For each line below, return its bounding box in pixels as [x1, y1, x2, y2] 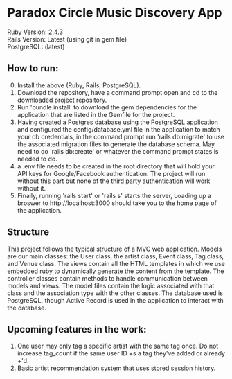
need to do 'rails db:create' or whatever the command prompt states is [17, 147, 219, 155]
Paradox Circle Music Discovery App [7, 5, 222, 21]
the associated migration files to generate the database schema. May [17, 140, 215, 148]
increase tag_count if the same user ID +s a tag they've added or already [17, 349, 226, 358]
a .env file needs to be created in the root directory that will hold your [17, 161, 215, 170]
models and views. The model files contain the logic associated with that [7, 281, 215, 290]
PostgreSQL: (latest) [7, 42, 65, 51]
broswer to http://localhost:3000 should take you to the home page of [17, 199, 217, 207]
